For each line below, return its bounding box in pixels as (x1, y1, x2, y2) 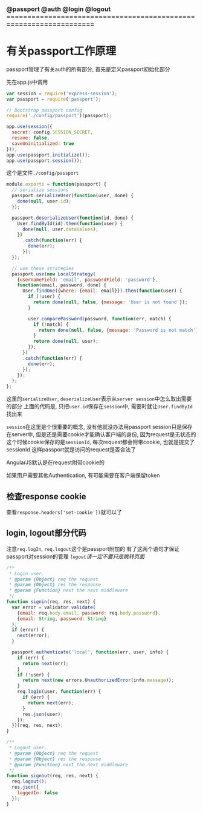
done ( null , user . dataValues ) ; (22, 226, 98, 232)
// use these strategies (11, 265, 74, 271)
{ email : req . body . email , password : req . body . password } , (17, 610, 161, 616)
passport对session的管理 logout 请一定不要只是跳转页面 (6, 553, 145, 560)
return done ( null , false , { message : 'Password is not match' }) (38, 327, 201, 333)
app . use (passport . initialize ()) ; (6, 152, 91, 158)
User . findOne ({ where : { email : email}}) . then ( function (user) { (22, 288, 182, 294)
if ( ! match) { (33, 321, 69, 328)
